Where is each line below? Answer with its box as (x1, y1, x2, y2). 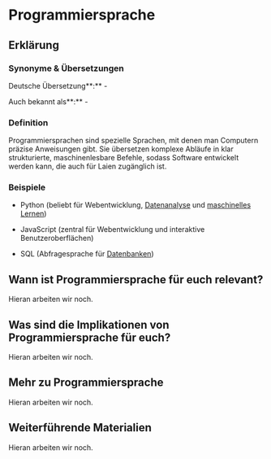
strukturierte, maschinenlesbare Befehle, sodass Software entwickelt (8, 153, 239, 163)
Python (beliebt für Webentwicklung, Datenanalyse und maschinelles (19, 200, 252, 210)
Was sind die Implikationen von (8, 317, 170, 331)
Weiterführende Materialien (8, 421, 152, 435)
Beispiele (8, 181, 46, 193)
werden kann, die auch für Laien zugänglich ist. (8, 161, 167, 172)
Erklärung (8, 38, 59, 52)
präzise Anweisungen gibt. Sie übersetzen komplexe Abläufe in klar (8, 144, 234, 154)
